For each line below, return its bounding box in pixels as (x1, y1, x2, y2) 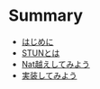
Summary (8, 5, 83, 26)
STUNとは (21, 47, 60, 58)
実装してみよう (21, 69, 77, 81)
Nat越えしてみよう (21, 58, 91, 69)
